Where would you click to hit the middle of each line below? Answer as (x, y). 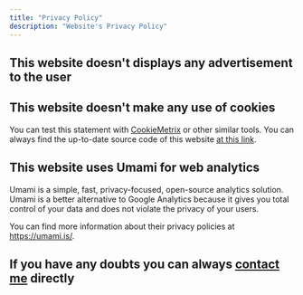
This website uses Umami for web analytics (135, 168)
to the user (41, 76)
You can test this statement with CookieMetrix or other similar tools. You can (152, 129)
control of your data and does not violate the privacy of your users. (134, 208)
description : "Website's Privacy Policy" (89, 26)
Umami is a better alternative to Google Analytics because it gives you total (149, 199)
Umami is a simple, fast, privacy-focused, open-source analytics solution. (147, 189)
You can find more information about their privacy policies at (122, 226)
